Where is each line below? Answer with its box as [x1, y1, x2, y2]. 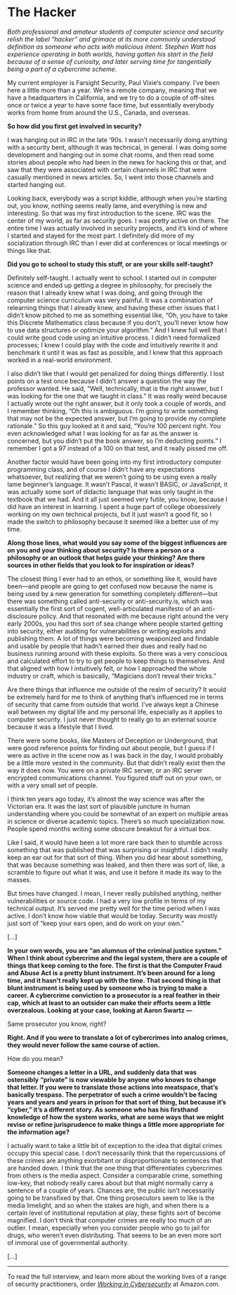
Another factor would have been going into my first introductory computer [7, 458, 222, 466]
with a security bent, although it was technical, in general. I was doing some [7, 143, 227, 151]
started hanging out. [7, 180, 66, 188]
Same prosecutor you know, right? [7, 1019, 107, 1028]
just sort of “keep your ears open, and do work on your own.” [7, 919, 185, 927]
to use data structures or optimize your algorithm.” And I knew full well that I [7, 326, 227, 334]
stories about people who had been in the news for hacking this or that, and [7, 157, 227, 166]
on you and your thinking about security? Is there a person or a [7, 546, 195, 554]
